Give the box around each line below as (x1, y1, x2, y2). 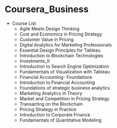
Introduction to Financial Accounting (19, 79, 95, 86)
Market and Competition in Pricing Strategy (19, 95, 109, 102)
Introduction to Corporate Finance (19, 111, 90, 117)
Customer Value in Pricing (19, 36, 74, 42)
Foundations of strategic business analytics (19, 84, 110, 91)
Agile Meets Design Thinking (19, 25, 80, 31)
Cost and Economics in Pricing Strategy (19, 31, 102, 37)
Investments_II (19, 58, 50, 64)
